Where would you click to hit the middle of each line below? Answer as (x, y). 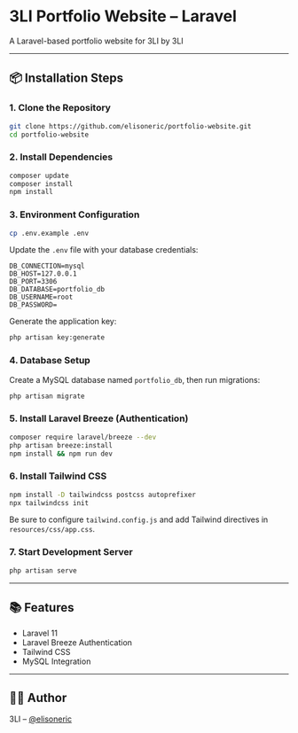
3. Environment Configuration (74, 214)
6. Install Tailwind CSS (58, 476)
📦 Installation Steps (67, 78)
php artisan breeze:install (61, 445)
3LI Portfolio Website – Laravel (123, 16)
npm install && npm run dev (61, 454)
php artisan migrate (47, 396)
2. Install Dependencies (61, 157)
